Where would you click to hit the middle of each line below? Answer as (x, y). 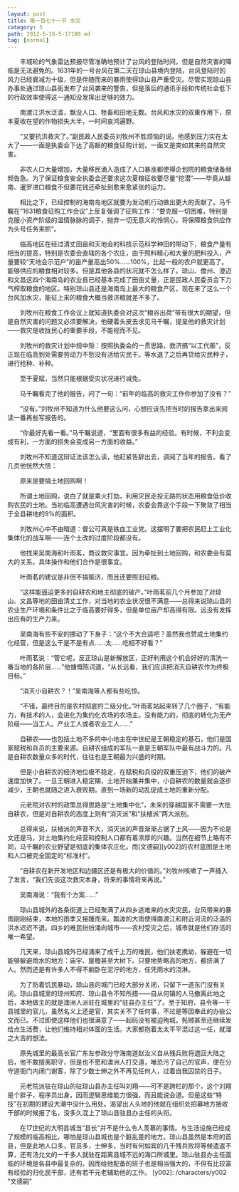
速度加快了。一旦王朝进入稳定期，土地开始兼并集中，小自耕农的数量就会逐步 (119, 781)
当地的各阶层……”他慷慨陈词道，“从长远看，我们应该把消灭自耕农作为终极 (121, 667)
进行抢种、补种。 (32, 363)
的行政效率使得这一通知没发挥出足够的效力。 (73, 98)
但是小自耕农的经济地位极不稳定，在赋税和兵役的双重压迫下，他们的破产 (126, 772)
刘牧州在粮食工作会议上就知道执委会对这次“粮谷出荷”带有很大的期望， (122, 313)
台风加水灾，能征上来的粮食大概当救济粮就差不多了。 (85, 298)
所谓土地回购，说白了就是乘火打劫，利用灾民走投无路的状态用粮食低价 (122, 496)
